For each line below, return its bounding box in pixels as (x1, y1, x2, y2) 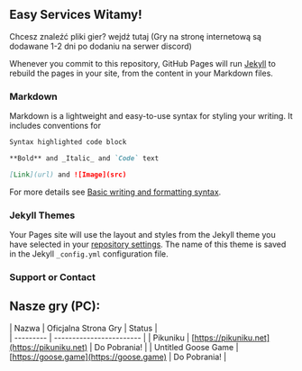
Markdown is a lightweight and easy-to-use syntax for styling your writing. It (9, 111, 293, 122)
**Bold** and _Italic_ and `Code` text (9, 153, 160, 163)
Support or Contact (9, 270, 96, 283)
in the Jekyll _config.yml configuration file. (9, 249, 169, 259)
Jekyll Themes (9, 209, 76, 222)
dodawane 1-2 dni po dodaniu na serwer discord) (9, 41, 192, 51)
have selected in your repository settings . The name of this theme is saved (9, 239, 287, 250)
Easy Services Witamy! (9, 7, 142, 23)
